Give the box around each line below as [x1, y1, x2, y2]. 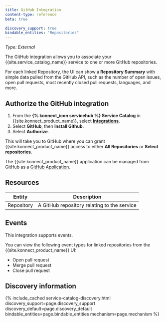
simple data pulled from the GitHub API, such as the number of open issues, [5, 74, 161, 80]
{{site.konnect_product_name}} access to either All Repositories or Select [5, 143, 159, 149]
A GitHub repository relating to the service [38, 201, 137, 208]
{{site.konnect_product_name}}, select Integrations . [12, 118, 120, 124]
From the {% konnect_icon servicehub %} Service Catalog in [12, 112, 141, 118]
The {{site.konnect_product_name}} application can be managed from [5, 158, 149, 164]
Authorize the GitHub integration [5, 99, 109, 108]
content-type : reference [5, 12, 57, 17]
